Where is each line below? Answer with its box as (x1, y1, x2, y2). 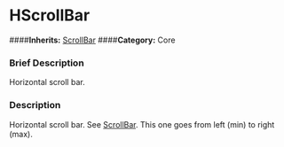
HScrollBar (9, 5, 91, 26)
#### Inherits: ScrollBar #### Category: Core (9, 35, 176, 45)
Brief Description (9, 57, 84, 69)
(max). (9, 128, 34, 139)
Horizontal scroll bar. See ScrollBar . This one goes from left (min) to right (9, 119, 275, 129)
